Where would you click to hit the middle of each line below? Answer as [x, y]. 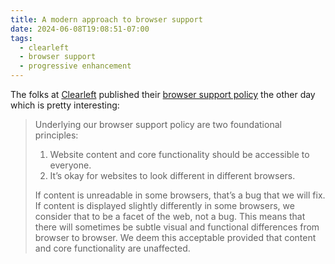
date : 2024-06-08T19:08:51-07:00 [80, 29]
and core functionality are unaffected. [112, 248]
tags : [21, 38]
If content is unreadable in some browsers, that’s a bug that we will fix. [180, 195]
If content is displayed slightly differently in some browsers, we [164, 205]
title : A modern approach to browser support [106, 19]
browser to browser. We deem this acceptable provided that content [175, 237]
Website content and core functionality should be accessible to [179, 154]
